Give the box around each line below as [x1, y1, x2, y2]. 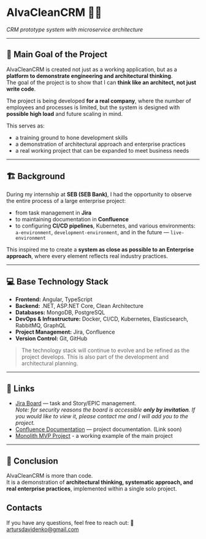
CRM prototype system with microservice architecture [6, 26, 143, 33]
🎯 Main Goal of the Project [6, 49, 108, 60]
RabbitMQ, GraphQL [15, 322, 66, 329]
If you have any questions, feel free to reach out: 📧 [6, 519, 134, 526]
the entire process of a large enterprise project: [6, 197, 126, 204]
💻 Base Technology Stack [6, 276, 109, 287]
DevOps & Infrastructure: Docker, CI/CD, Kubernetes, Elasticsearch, [15, 315, 189, 323]
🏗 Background [6, 171, 66, 182]
